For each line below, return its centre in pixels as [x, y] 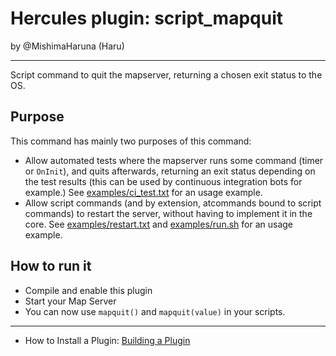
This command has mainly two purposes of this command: [131, 141]
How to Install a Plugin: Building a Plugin [107, 340]
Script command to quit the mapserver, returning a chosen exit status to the [166, 74]
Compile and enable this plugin [88, 290]
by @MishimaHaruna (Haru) [67, 46]
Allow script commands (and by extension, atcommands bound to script [173, 203]
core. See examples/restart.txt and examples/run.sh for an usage [159, 224]
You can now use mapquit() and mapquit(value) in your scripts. [155, 311]
